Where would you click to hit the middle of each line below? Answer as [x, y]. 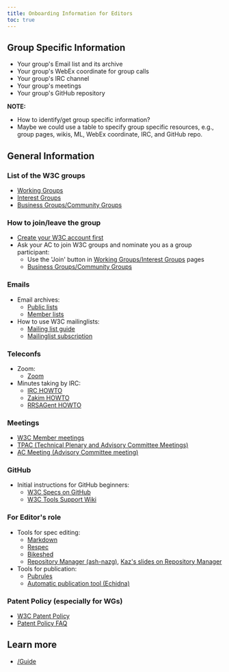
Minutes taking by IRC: [49, 383]
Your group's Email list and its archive [70, 64]
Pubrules [40, 576]
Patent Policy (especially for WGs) [65, 601]
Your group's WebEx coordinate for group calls [83, 71]
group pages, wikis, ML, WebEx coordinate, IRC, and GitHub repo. [110, 134]
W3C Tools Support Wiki [62, 500]
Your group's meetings [49, 86]
